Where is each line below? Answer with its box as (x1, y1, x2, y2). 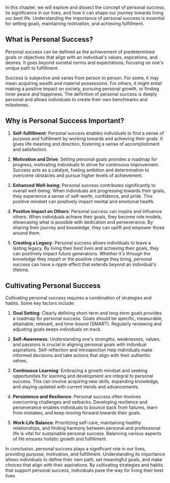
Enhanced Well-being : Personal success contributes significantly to (12, 182, 156, 188)
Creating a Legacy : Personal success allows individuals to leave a (12, 239, 151, 246)
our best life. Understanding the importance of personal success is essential (5, 15, 165, 21)
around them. (12, 230, 41, 236)
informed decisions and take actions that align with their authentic (12, 352, 151, 358)
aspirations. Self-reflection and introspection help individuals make (12, 347, 153, 353)
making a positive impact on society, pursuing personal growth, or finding (5, 85, 159, 92)
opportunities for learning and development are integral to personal (12, 373, 153, 379)
